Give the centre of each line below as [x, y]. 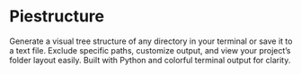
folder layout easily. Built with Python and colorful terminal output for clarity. [150, 60]
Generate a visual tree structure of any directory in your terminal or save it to [151, 41]
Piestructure [57, 16]
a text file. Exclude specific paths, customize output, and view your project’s [150, 50]
